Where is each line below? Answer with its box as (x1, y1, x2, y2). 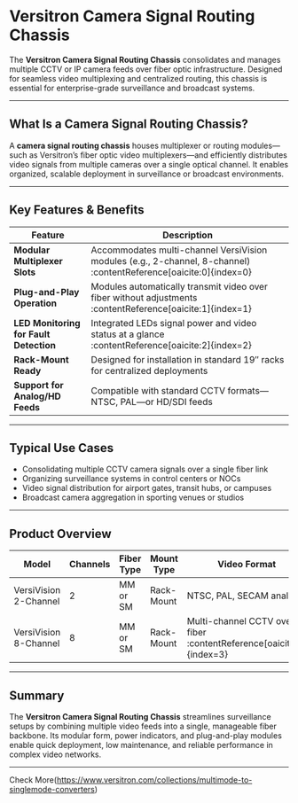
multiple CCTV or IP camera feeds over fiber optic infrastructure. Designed (9, 64, 283, 74)
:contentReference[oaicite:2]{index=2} (90, 339, 253, 351)
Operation (13, 297, 58, 309)
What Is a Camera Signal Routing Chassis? (9, 117, 248, 132)
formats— (227, 384, 269, 396)
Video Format (216, 558, 277, 571)
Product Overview (9, 526, 112, 542)
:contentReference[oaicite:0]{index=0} (90, 266, 253, 278)
